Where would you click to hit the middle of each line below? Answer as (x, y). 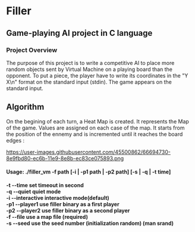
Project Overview (32, 50)
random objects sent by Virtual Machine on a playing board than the (89, 69)
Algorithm (25, 107)
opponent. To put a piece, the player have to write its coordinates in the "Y (97, 75)
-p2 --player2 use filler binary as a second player (68, 211)
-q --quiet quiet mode (34, 191)
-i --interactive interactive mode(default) (58, 197)
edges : (15, 140)
